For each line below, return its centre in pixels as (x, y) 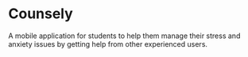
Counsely (41, 14)
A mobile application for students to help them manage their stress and (124, 36)
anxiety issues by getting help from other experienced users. (108, 44)
